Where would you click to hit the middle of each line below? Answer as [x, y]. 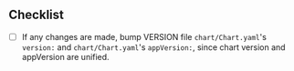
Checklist [37, 15]
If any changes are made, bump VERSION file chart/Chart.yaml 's [144, 36]
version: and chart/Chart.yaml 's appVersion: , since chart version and [153, 47]
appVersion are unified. [66, 56]
